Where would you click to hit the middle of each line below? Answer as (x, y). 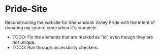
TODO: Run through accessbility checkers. (55, 47)
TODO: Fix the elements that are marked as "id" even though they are (83, 37)
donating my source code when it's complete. (52, 27)
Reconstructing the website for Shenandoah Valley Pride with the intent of (80, 22)
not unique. (24, 42)
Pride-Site (26, 9)
